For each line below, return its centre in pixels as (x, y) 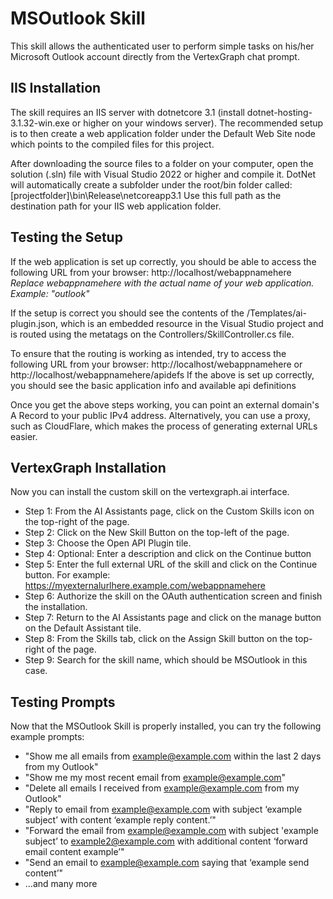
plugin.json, (34, 323)
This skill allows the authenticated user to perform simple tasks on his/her (162, 46)
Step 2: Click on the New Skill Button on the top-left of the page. (157, 533)
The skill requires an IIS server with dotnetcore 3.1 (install (127, 112)
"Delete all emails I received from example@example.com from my (162, 788)
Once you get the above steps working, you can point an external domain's (165, 404)
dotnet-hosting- (279, 112)
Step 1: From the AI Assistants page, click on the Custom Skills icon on (169, 511)
